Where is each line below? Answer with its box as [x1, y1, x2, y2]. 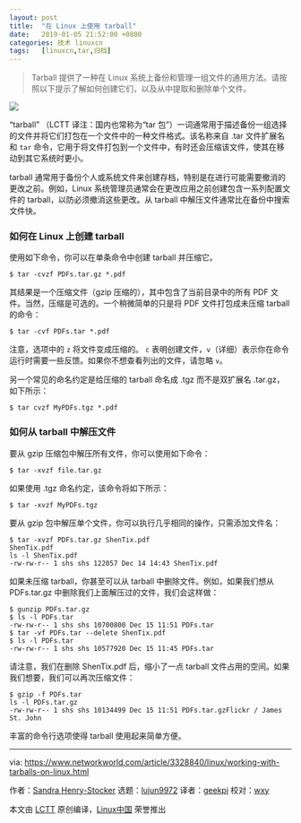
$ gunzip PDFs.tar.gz [9, 604, 90, 614]
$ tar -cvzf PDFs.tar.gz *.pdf [9, 270, 126, 279]
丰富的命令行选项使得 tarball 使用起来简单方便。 [9, 730, 186, 741]
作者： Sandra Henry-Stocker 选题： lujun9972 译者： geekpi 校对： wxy [9, 784, 270, 795]
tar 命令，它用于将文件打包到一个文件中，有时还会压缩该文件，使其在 [19, 142, 278, 152]
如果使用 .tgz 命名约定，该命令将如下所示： [9, 482, 169, 493]
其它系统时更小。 [24, 153, 88, 164]
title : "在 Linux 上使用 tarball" [9, 22, 137, 30]
